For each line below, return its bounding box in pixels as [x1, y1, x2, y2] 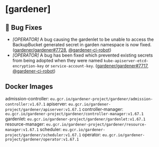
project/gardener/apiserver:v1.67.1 [5, 107, 81, 112]
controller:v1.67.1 [5, 102, 46, 107]
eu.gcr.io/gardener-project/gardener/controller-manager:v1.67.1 [5, 111, 144, 116]
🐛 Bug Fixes [5, 23, 42, 32]
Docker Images [5, 82, 53, 91]
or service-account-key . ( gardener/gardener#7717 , [44, 63, 149, 69]
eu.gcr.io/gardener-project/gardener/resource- [46, 122, 147, 127]
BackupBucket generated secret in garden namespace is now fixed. [12, 42, 152, 48]
